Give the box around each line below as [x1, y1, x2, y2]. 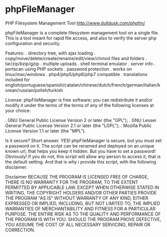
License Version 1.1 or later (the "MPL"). [5, 127, 86, 133]
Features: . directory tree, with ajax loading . [5, 50, 96, 56]
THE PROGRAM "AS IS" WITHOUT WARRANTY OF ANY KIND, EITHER [5, 195, 149, 201]
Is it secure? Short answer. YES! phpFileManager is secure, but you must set [5, 137, 162, 143]
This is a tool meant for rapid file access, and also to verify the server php [5, 35, 157, 41]
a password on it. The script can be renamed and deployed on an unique [5, 142, 155, 148]
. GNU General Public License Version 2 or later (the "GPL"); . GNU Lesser [5, 117, 157, 123]
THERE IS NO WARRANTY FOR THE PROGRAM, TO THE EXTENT [5, 179, 139, 185]
